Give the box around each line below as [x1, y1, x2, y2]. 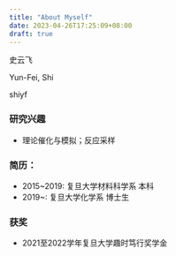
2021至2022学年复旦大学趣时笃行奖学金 [21, 237, 168, 248]
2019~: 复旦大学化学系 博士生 [21, 192, 130, 202]
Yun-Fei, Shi [9, 72, 54, 83]
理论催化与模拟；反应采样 [21, 134, 116, 146]
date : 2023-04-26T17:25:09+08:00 [9, 21, 133, 30]
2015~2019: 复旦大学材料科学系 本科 [21, 180, 155, 191]
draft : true [9, 29, 53, 38]
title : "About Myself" [9, 12, 93, 22]
